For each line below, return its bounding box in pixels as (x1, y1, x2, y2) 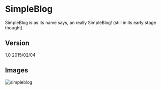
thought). (5, 24, 24, 30)
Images (5, 66, 28, 74)
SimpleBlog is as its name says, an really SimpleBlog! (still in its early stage (5, 20, 156, 25)
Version (5, 39, 29, 47)
